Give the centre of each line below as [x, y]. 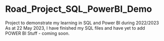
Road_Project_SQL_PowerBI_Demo [79, 9]
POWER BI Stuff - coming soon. [37, 33]
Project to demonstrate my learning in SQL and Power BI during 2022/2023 [82, 23]
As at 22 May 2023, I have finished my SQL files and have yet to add [75, 28]
